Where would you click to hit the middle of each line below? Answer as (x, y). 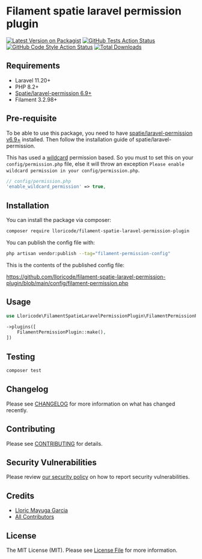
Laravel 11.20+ (33, 80)
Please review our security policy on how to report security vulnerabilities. (98, 477)
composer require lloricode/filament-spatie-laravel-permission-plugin (98, 231)
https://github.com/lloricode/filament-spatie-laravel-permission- (86, 276)
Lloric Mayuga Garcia (41, 510)
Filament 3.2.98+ (36, 99)
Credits (20, 496)
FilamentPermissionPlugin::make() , (62, 332)
